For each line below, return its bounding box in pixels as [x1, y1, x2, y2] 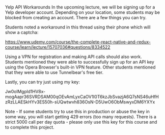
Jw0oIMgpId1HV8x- [5, 89, 46, 94]
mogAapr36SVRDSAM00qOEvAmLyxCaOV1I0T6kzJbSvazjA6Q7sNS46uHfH [5, 94, 159, 100]
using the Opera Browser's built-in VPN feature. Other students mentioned [5, 64, 156, 70]
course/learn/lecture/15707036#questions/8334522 [5, 44, 110, 50]
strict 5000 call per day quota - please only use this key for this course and [5, 119, 157, 125]
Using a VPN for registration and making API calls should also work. [5, 54, 142, 60]
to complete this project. [5, 124, 55, 130]
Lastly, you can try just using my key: [5, 79, 80, 85]
